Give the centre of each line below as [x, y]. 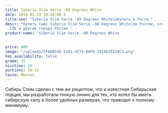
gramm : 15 [15, 61]
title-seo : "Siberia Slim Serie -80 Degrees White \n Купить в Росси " [79, 19]
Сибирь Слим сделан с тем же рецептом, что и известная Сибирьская [81, 89]
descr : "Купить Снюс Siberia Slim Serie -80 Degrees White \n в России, [80, 24]
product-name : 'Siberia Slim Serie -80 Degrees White [62, 33]
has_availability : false [31, 56]
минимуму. [17, 105]
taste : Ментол [20, 75]
